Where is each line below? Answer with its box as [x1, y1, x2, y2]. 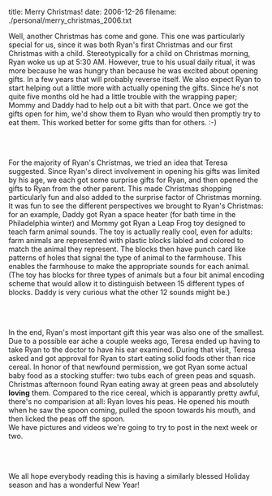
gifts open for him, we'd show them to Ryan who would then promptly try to [8, 109, 261, 119]
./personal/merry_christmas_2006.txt [8, 15, 132, 25]
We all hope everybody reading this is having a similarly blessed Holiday [8, 472, 250, 481]
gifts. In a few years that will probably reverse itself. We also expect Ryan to [8, 75, 261, 84]
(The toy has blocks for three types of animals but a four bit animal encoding [8, 270, 265, 280]
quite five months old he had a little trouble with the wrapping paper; [8, 92, 238, 101]
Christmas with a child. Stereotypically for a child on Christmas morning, [8, 49, 251, 58]
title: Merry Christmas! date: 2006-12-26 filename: [8, 7, 177, 16]
